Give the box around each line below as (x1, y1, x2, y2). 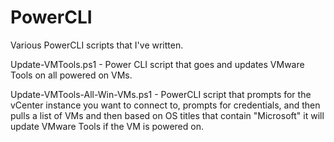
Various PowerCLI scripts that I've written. (10, 39, 184, 51)
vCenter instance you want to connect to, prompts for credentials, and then (10, 99, 321, 111)
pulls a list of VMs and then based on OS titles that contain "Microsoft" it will (10, 109, 325, 121)
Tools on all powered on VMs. (10, 69, 133, 81)
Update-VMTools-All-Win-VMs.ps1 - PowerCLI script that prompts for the (10, 88, 312, 100)
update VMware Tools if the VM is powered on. (10, 120, 204, 132)
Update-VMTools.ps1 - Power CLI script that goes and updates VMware (10, 58, 305, 70)
